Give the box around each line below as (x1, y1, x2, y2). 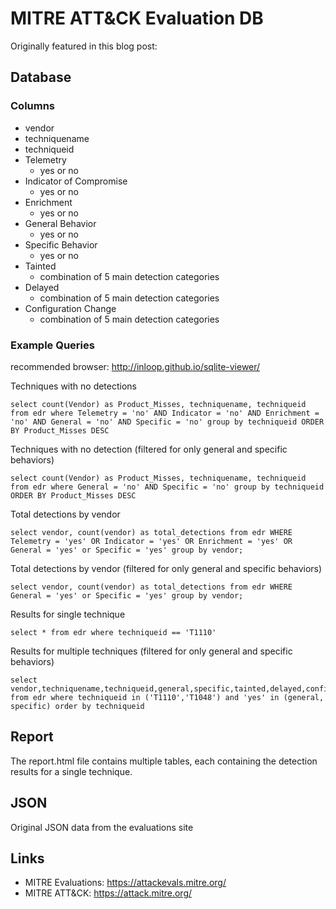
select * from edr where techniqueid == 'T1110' (10, 627, 217, 637)
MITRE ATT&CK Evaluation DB (10, 7, 264, 30)
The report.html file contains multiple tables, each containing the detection (10, 755, 318, 767)
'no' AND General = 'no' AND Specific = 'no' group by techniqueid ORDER (10, 417, 325, 427)
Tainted (24, 260, 57, 272)
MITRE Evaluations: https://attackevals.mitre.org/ (24, 877, 227, 889)
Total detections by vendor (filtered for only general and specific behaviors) (10, 562, 323, 574)
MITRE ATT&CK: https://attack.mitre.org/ (24, 887, 193, 899)
